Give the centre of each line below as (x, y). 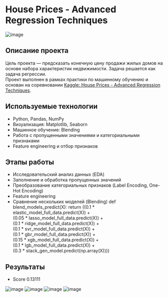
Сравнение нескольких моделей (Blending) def (64, 202)
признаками (26, 141)
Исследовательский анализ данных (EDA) (59, 174)
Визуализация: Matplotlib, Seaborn (50, 124)
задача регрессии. (26, 74)
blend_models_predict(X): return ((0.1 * (54, 207)
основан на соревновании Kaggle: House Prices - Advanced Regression (83, 85)
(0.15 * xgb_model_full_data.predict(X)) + (56, 240)
